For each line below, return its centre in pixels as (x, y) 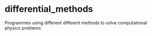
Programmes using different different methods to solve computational (76, 23)
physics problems (23, 28)
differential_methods (49, 9)
